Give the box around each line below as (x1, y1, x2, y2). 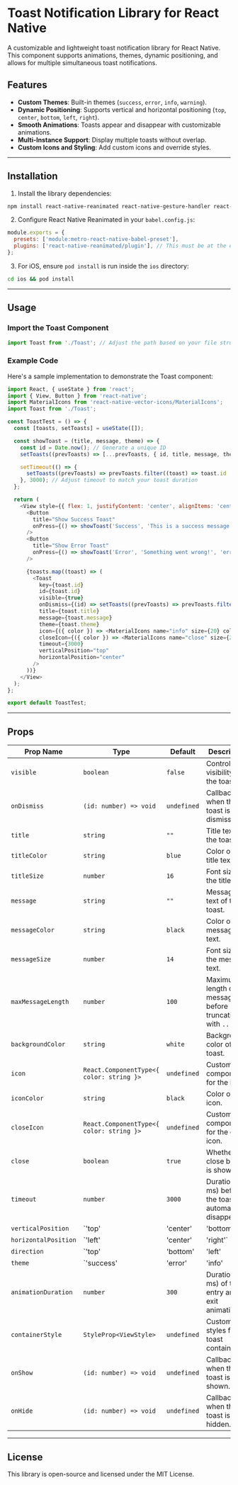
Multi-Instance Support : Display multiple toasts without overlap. (17, 135, 207, 144)
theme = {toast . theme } (38, 621, 100, 628)
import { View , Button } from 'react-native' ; (7, 392, 147, 400)
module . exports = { (7, 229, 65, 237)
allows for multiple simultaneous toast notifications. (7, 58, 157, 67)
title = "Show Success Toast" (33, 516, 115, 523)
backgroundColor (11, 1040, 66, 1049)
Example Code (7, 356, 59, 366)
